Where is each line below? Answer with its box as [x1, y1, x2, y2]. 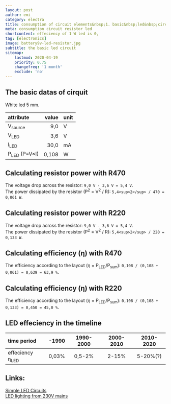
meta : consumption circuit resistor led [5, 27, 93, 32]
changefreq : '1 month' [14, 64, 63, 69]
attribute [8, 113, 30, 121]
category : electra [5, 17, 44, 22]
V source [8, 122, 25, 130]
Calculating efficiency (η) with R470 [5, 249, 122, 257]
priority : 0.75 [14, 60, 47, 65]
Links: [5, 374, 25, 383]
